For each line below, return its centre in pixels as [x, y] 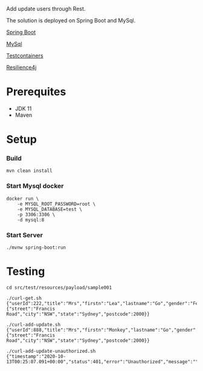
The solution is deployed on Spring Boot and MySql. [71, 20]
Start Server [25, 235]
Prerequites [36, 92]
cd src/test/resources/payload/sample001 [59, 287]
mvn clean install [29, 171]
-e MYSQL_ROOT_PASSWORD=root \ [56, 204]
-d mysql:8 [31, 220]
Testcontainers [25, 56]
